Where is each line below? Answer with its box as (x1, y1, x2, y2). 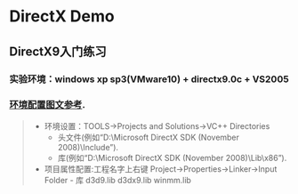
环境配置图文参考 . (9, 99, 86, 111)
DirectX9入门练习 (9, 44, 107, 59)
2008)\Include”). (57, 141, 118, 152)
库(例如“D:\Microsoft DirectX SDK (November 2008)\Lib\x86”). (57, 152, 287, 163)
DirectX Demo (9, 6, 115, 27)
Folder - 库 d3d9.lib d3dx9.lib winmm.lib (44, 174, 191, 185)
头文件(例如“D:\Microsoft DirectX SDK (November (57, 132, 240, 142)
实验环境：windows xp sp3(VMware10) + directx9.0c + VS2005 (9, 73, 289, 85)
